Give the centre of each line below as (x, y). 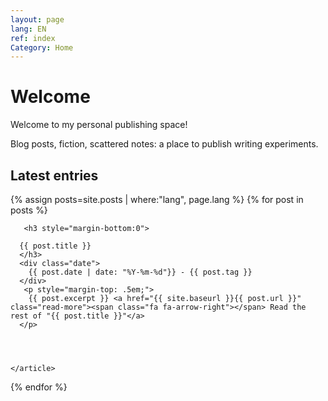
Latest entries (54, 175)
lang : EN (28, 29)
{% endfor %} (39, 387)
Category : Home (42, 47)
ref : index (33, 38)
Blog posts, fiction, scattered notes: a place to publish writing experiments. (164, 144)
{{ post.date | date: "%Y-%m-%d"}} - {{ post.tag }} (140, 272)
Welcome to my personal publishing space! (99, 125)
